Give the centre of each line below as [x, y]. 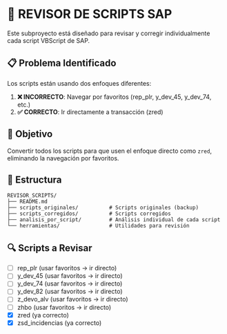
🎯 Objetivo [30, 134]
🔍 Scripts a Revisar [50, 248]
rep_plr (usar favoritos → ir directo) [67, 268]
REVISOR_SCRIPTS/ [32, 196]
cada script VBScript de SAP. [49, 40]
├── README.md [28, 202]
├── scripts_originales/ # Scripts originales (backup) [103, 208]
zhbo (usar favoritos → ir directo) [64, 307]
